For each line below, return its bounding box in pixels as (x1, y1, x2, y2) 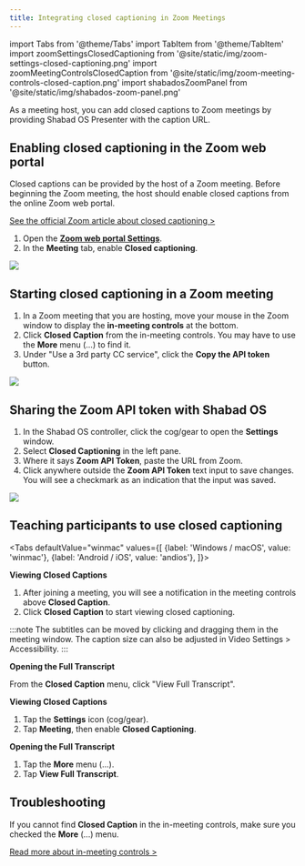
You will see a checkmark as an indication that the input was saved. (22, 475, 276, 486)
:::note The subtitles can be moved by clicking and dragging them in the (9, 624, 280, 635)
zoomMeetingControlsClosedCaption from (9, 67, 168, 78)
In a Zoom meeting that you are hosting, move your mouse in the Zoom (22, 310, 290, 321)
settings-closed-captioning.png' (9, 57, 131, 68)
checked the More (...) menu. (9, 829, 119, 840)
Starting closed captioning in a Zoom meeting (9, 286, 274, 301)
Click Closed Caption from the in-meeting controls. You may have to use (22, 329, 296, 341)
